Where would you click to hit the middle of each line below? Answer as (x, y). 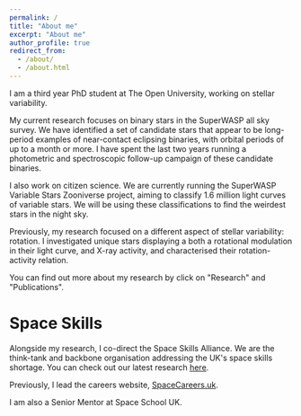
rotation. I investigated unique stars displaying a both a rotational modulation (151, 241)
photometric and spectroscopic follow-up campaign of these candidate (142, 158)
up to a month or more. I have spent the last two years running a (128, 148)
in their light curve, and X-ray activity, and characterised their (123, 250)
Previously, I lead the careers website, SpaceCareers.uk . (114, 385)
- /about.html (44, 68)
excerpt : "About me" (48, 34)
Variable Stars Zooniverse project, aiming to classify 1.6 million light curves (147, 195)
